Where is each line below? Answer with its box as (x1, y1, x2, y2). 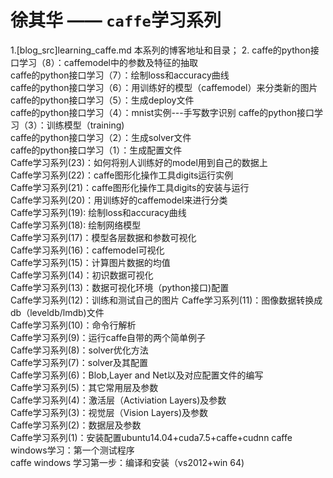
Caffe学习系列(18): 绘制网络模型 (10, 219, 142, 231)
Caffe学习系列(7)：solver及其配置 (10, 356, 149, 368)
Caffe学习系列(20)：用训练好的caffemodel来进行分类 (10, 194, 228, 206)
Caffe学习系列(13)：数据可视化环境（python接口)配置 (10, 281, 230, 293)
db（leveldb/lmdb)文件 (10, 306, 105, 318)
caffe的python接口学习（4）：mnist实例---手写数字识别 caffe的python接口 (10, 106, 315, 118)
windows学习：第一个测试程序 (10, 444, 135, 456)
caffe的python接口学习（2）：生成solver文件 (10, 131, 192, 143)
